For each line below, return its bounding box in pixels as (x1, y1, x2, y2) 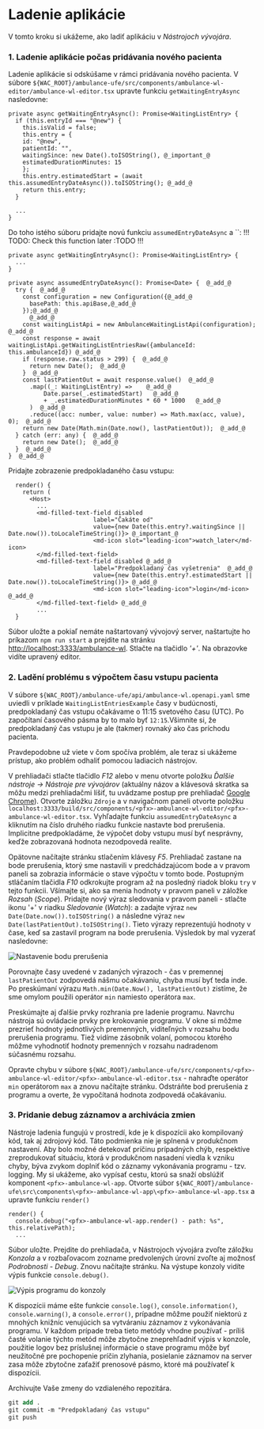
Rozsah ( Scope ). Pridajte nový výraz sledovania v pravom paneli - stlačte (8, 894, 247, 904)
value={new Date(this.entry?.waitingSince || (92, 523, 246, 531)
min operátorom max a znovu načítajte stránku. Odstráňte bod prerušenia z (8, 1082, 249, 1091)
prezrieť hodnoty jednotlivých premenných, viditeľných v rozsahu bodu (8, 1024, 239, 1033)
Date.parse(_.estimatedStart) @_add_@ (43, 390, 179, 398)
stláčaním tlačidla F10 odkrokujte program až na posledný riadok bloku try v (8, 877, 257, 887)
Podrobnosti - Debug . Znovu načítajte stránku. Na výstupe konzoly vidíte (8, 1261, 245, 1271)
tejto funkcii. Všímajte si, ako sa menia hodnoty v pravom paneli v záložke (8, 885, 247, 895)
